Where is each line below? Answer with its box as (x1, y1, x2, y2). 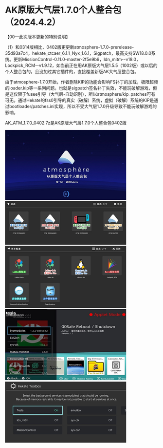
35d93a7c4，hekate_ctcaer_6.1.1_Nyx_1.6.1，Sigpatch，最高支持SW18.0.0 (5, 50, 152, 56)
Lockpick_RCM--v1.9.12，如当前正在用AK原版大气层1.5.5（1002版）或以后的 (5, 62, 158, 68)
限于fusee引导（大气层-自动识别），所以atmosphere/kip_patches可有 (18, 91, 156, 97)
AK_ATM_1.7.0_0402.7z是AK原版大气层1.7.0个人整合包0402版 (5, 120, 127, 126)
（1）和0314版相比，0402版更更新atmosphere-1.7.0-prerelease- (5, 44, 134, 50)
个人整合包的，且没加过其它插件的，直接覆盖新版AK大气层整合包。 (5, 68, 139, 74)
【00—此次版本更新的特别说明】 (5, 34, 71, 40)
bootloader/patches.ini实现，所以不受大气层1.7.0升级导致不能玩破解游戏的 (9, 103, 157, 109)
